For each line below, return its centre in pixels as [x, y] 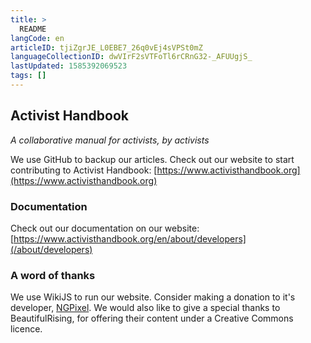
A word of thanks [53, 275]
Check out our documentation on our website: [105, 228]
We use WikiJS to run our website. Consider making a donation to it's [153, 297]
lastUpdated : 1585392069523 [69, 66]
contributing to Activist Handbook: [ [84, 170]
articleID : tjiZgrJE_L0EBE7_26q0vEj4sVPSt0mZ [106, 47]
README [33, 29]
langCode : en [37, 38]
